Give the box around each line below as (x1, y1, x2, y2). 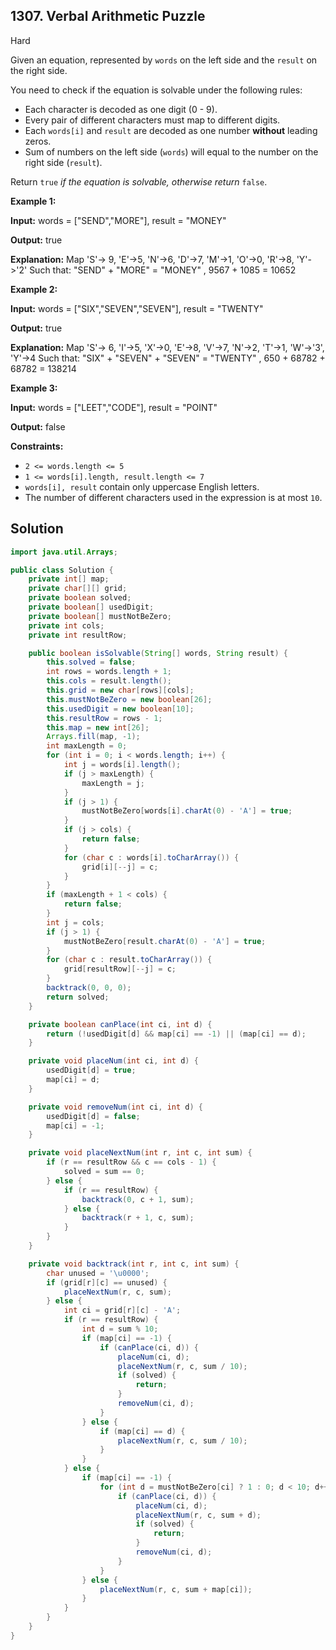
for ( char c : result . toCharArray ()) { (46, 955, 213, 965)
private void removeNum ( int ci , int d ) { (28, 1102, 203, 1112)
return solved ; (46, 992, 110, 1002)
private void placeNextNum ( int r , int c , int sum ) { (28, 1148, 253, 1158)
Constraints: (10, 440, 64, 452)
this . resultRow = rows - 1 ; (46, 713, 163, 723)
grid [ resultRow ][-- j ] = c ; (63, 964, 177, 974)
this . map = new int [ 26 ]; (46, 722, 150, 733)
